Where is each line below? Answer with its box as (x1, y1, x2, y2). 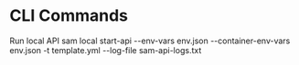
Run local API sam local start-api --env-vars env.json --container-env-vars (9, 35, 291, 46)
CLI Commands (9, 5, 129, 26)
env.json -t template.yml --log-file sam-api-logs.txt (9, 44, 202, 55)
